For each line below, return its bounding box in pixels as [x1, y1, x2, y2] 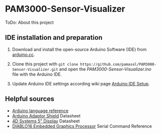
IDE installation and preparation [5, 33, 103, 42]
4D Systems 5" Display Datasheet [12, 118, 80, 124]
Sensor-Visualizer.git [12, 67, 58, 72]
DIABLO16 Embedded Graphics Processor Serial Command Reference [12, 123, 152, 129]
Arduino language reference [12, 108, 69, 114]
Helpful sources [5, 95, 54, 103]
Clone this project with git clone [12, 61, 78, 67]
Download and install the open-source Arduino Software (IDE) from [12, 46, 147, 52]
